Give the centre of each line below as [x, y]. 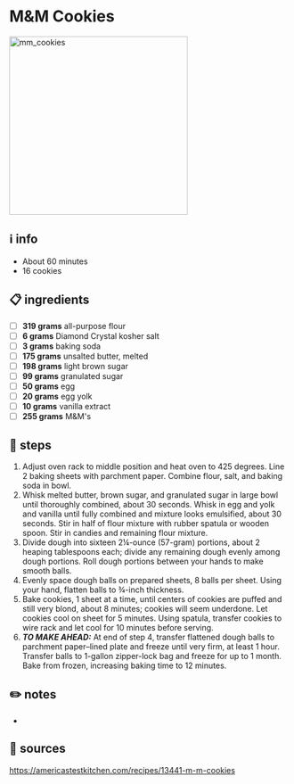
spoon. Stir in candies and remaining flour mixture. [115, 533]
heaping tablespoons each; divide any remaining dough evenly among [151, 552]
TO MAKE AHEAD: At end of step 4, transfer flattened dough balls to [148, 637]
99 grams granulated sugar [73, 375]
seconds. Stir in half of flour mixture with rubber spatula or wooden [146, 523]
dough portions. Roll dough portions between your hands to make [143, 561]
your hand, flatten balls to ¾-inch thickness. [103, 590]
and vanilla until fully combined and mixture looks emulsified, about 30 [152, 514]
